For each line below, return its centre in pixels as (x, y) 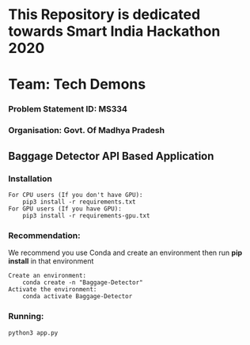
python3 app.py (33, 333)
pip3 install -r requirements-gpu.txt (86, 215)
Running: (26, 317)
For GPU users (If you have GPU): (65, 209)
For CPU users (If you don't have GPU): (76, 195)
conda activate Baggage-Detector (78, 297)
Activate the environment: (53, 290)
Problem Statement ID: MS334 (68, 109)
